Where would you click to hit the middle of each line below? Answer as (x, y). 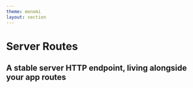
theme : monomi (24, 12)
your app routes (36, 77)
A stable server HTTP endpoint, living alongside (96, 68)
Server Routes (42, 46)
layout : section (26, 17)
